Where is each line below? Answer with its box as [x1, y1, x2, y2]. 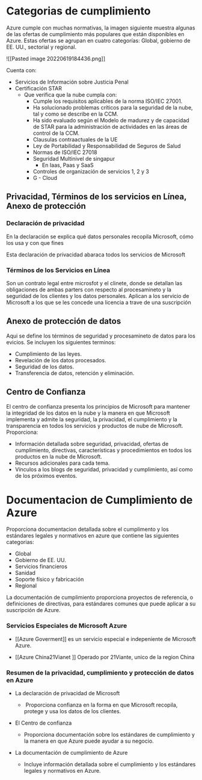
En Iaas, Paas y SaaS [41, 161, 94, 169]
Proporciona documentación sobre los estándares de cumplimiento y [23, 731, 195, 738]
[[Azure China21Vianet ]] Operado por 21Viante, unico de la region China [14, 653, 195, 660]
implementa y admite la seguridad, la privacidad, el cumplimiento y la [6, 415, 177, 422]
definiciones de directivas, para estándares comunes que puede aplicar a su [6, 600, 196, 607]
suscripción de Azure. [6, 607, 61, 614]
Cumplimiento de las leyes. [14, 350, 82, 357]
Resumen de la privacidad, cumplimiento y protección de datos [6, 668, 194, 676]
